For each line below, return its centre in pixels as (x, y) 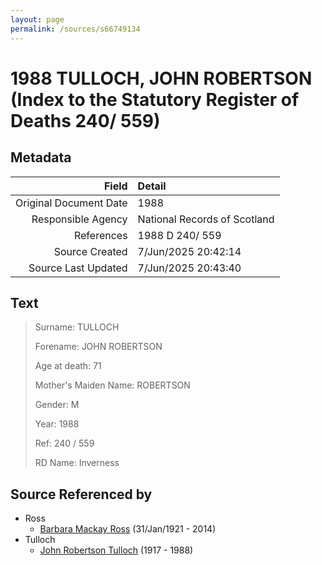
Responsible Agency (79, 219)
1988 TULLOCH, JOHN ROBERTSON (161, 78)
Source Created (90, 251)
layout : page (37, 19)
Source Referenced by (81, 494)
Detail (152, 186)
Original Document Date (71, 203)
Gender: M (57, 405)
